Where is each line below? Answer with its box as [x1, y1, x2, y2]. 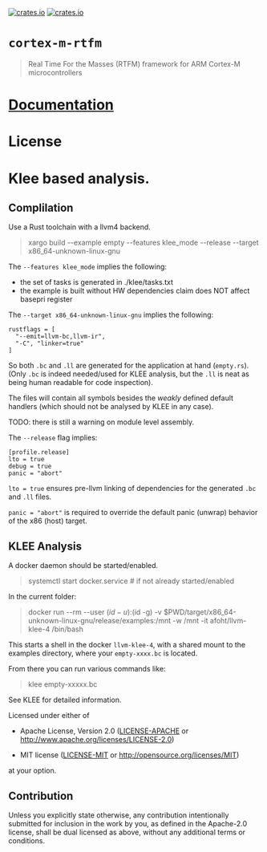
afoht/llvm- [209, 616, 247, 626]
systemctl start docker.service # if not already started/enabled [27, 576, 235, 586]
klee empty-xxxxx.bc [27, 680, 98, 689]
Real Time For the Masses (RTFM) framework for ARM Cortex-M [27, 59, 241, 68]
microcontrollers [27, 67, 83, 77]
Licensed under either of [8, 711, 90, 720]
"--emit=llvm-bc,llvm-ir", [15, 333, 106, 341]
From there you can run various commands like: [8, 664, 166, 674]
